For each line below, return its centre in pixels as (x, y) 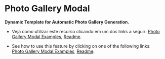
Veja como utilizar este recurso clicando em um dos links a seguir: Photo (86, 31)
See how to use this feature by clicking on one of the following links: (81, 46)
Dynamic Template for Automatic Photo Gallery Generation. (67, 22)
